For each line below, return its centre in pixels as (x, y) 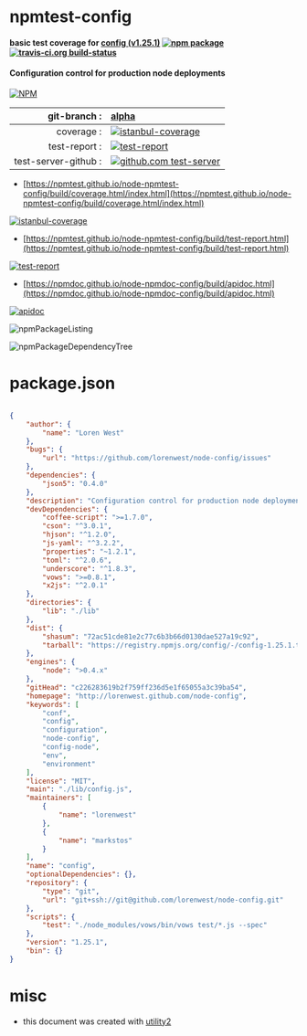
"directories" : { (59, 603)
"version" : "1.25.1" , (67, 943)
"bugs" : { (45, 449)
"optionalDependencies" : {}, (81, 874)
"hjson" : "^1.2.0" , (79, 535)
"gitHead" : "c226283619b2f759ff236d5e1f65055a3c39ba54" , (137, 687)
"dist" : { (45, 628)
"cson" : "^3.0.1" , (77, 526)
